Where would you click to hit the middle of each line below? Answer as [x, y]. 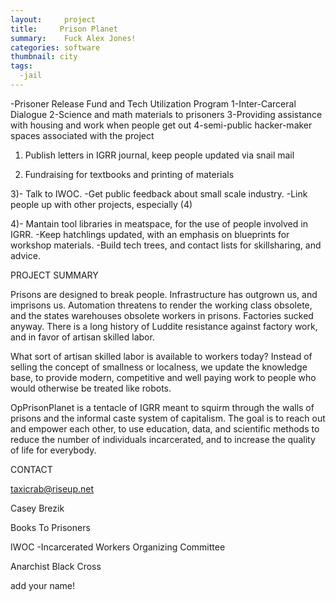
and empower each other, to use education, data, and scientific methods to [165, 428]
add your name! [43, 585]
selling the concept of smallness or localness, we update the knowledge [159, 367]
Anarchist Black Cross [56, 566]
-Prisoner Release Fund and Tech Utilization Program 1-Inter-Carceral [153, 103]
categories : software [55, 47]
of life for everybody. [53, 450]
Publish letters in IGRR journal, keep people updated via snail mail [159, 155]
